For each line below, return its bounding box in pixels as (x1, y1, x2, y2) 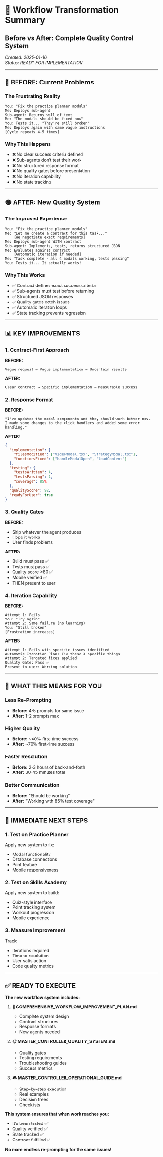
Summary (5, 15, 45, 26)
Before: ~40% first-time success (12, 736, 79, 742)
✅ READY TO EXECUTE (5, 982, 76, 990)
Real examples (19, 1091, 49, 1097)
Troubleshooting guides (19, 1060, 67, 1066)
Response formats (19, 1023, 56, 1029)
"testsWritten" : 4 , (14, 470, 53, 475)
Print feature (12, 862, 37, 868)
